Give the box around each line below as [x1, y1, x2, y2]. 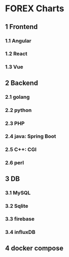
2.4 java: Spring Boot [5, 133, 56, 140]
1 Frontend [5, 23, 38, 31]
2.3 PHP [5, 120, 25, 127]
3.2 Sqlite [5, 202, 28, 209]
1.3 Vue [5, 63, 23, 70]
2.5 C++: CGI [5, 146, 37, 153]
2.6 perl [5, 159, 24, 166]
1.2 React [5, 50, 28, 57]
